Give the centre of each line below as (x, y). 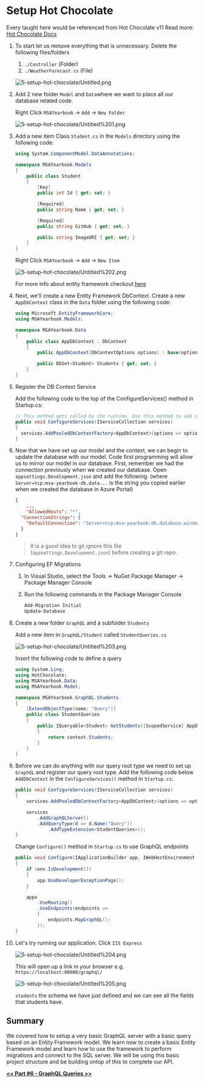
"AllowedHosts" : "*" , (53, 512)
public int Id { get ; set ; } (74, 193)
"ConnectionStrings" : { (51, 517)
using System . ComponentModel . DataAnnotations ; (75, 154)
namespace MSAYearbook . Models (53, 165)
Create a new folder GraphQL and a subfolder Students (82, 623)
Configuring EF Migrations (48, 564)
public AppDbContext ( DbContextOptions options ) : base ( (109, 353)
